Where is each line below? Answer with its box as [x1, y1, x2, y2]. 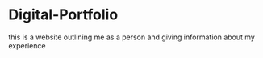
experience [8, 40, 46, 50]
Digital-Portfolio [8, 6, 119, 24]
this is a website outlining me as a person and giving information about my [8, 32, 256, 42]
